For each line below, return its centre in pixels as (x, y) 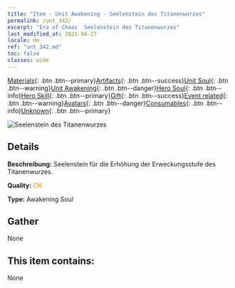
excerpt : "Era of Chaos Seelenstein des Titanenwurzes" (94, 27)
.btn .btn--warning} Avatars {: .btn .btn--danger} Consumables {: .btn (106, 103)
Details (23, 147)
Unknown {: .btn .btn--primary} (66, 110)
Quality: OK (25, 185)
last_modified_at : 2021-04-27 (52, 34)
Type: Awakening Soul (40, 199)
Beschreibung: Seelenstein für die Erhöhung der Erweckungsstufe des (111, 164)
